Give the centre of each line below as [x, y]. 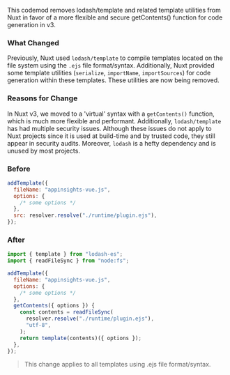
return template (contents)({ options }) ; [80, 338]
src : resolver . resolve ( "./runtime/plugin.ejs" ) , [85, 215]
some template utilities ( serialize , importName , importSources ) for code [109, 73]
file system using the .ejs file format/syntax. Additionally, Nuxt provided [111, 66]
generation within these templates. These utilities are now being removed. [113, 80]
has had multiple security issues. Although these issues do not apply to [109, 128]
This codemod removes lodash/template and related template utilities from [114, 10]
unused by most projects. [44, 151]
